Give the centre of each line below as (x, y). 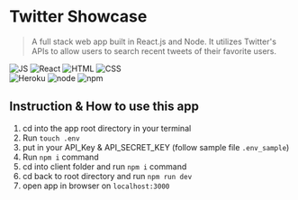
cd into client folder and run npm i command (104, 166)
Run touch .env (51, 138)
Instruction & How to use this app (104, 107)
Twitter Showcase (78, 17)
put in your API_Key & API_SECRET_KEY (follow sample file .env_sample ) (156, 147)
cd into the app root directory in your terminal (107, 128)
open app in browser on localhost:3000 (96, 186)
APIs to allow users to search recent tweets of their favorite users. (154, 50)
